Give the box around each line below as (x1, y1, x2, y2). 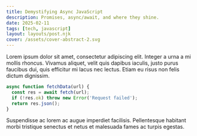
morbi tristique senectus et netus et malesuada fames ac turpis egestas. (6, 123, 184, 131)
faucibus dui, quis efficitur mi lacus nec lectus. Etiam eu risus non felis (6, 66, 180, 72)
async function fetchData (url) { (6, 84, 90, 90)
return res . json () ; (11, 100, 60, 107)
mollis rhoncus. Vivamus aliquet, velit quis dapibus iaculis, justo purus (6, 59, 178, 67)
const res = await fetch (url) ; (11, 89, 90, 95)
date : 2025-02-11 (6, 20, 50, 26)
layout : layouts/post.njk (6, 31, 71, 37)
